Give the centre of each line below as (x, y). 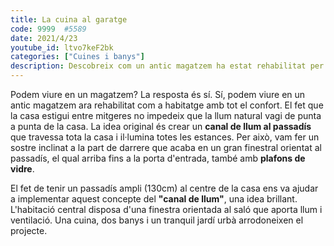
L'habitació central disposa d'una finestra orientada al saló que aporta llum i (166, 209)
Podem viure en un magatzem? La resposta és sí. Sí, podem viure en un (158, 94)
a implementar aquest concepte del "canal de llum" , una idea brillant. (154, 199)
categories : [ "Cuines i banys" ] (77, 57)
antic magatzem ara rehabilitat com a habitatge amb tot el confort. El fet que (167, 105)
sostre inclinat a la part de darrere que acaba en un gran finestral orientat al (166, 147)
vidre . (22, 169)
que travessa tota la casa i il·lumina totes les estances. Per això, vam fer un (165, 137)
